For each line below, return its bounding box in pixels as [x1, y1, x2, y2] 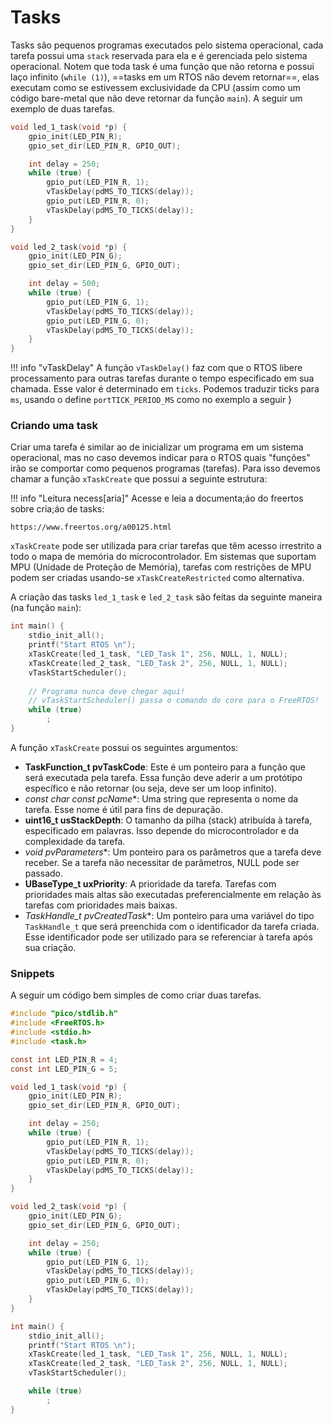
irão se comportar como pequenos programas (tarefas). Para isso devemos [10, 462, 321, 475]
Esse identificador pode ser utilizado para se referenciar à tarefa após [24, 931, 313, 943]
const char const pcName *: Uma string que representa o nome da [24, 792, 299, 805]
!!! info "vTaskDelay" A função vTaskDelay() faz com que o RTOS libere [10, 362, 303, 374]
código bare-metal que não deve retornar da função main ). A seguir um [10, 92, 303, 104]
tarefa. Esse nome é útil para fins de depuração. [24, 803, 223, 815]
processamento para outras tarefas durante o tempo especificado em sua [10, 372, 315, 385]
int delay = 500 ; [28, 279, 101, 289]
